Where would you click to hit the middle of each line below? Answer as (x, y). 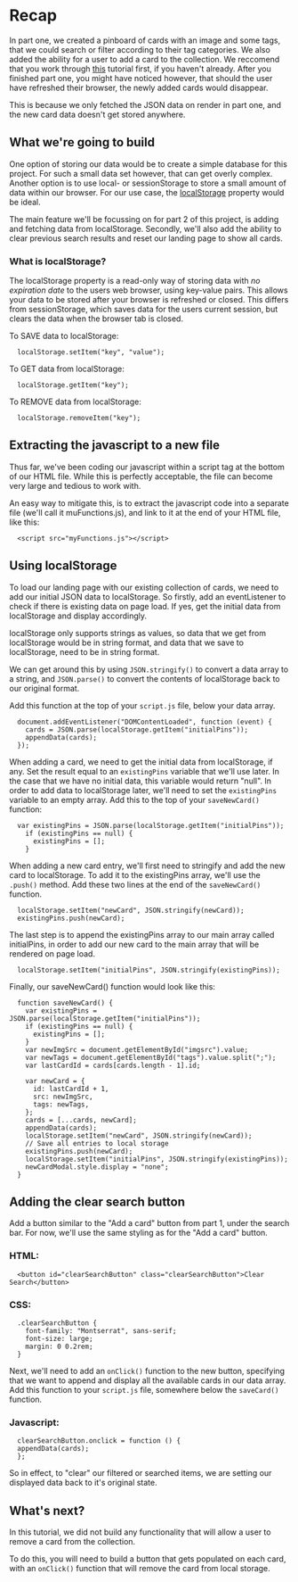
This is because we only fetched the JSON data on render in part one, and (145, 104)
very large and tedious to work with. (75, 485)
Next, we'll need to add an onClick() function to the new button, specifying (147, 1371)
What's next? (47, 1510)
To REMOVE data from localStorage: (76, 402)
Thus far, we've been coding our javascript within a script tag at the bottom (147, 467)
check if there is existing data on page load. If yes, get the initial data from (145, 606)
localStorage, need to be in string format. (85, 651)
